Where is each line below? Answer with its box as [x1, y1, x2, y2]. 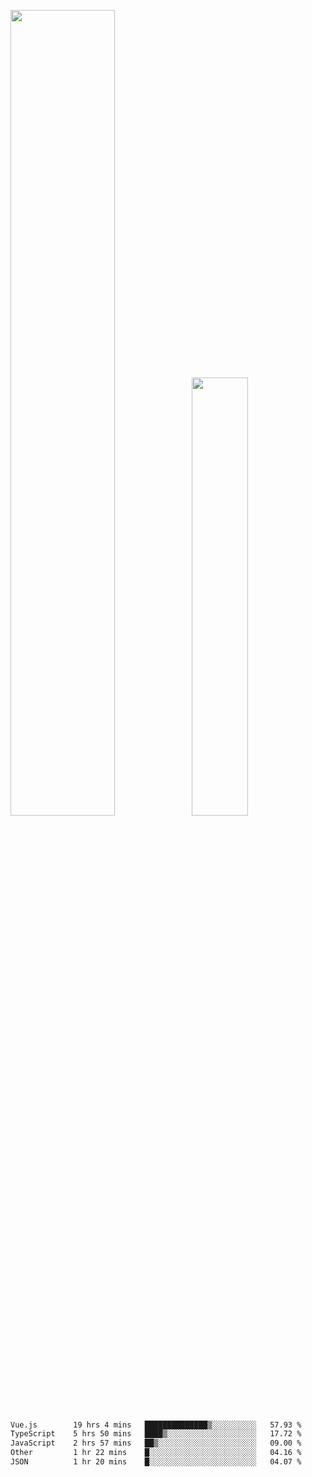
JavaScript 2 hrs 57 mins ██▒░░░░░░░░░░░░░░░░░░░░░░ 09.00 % [10, 1438, 302, 1449]
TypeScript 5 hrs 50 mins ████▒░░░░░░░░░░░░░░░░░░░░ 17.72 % [10, 1429, 302, 1439]
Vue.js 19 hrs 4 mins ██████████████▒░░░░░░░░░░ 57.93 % [10, 1420, 302, 1430]
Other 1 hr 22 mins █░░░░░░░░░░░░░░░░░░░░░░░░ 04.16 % [10, 1448, 302, 1458]
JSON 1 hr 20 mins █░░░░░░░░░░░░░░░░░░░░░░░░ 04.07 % [10, 1457, 302, 1467]
